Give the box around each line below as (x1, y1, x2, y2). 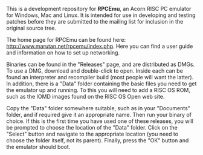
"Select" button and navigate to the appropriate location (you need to (6, 130, 179, 137)
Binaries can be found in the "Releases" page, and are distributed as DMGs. (6, 61, 195, 68)
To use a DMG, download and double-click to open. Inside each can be (6, 67, 183, 74)
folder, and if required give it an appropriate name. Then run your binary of (6, 111, 192, 118)
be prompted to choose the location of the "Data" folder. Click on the (6, 124, 178, 131)
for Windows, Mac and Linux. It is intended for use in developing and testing (6, 12, 196, 19)
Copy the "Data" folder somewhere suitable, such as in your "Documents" (6, 105, 190, 111)
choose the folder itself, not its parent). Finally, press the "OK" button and (6, 137, 189, 144)
